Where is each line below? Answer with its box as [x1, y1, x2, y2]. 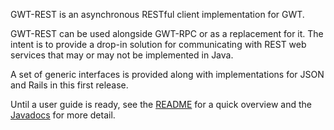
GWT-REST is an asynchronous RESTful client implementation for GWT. [10, 9, 305, 20]
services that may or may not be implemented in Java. [10, 49, 234, 61]
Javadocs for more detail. [10, 109, 116, 121]
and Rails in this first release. [10, 79, 129, 91]
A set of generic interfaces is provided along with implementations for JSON [10, 69, 325, 80]
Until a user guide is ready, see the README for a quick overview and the [10, 99, 312, 110]
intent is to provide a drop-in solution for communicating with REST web [10, 39, 307, 50]
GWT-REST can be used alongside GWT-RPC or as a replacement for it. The [10, 28, 324, 39]
